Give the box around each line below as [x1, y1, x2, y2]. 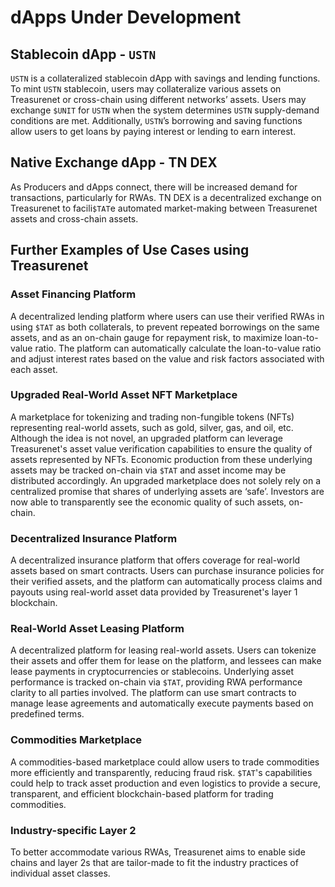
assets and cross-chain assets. [10, 212, 139, 225]
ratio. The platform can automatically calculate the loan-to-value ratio [34, 342, 322, 354]
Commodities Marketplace [10, 733, 143, 747]
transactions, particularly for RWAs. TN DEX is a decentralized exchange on [10, 191, 322, 203]
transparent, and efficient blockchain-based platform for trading [10, 787, 274, 800]
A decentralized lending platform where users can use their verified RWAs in [10, 310, 325, 322]
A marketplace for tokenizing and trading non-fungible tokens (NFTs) [10, 411, 295, 423]
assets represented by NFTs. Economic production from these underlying [10, 453, 313, 465]
